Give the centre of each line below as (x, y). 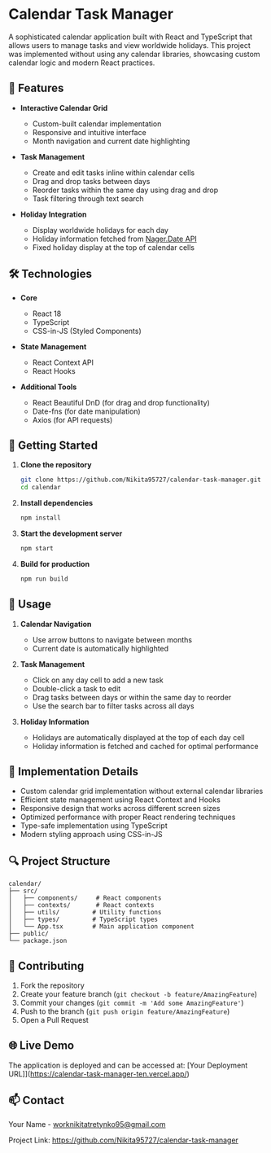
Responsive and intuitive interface (89, 132)
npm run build (44, 579)
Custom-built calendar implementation (97, 124)
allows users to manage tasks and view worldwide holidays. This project (129, 45)
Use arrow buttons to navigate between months (112, 639)
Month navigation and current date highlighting (111, 141)
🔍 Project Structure (59, 861)
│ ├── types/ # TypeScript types (83, 920)
